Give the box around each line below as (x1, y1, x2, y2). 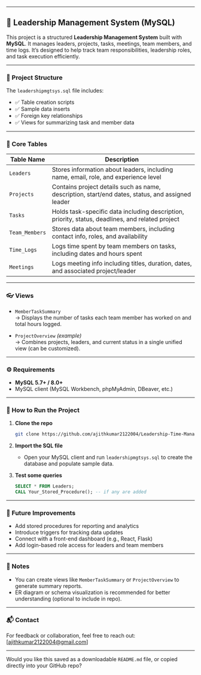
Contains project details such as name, (51, 183, 161, 191)
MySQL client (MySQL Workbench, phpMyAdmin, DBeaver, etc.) (14, 386, 173, 392)
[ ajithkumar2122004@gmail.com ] (6, 638, 89, 646)
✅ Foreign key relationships (14, 112, 83, 120)
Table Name (10, 156, 45, 164)
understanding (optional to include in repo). (14, 595, 122, 602)
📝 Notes (6, 562, 30, 571)
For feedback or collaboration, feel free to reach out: (6, 632, 136, 639)
